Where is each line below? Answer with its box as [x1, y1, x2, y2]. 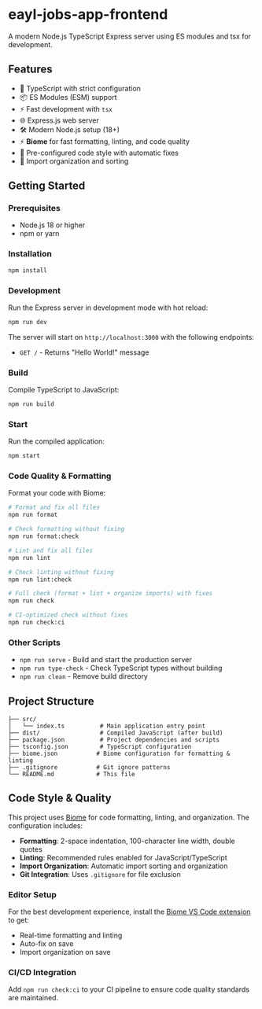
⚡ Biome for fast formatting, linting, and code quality [19, 136, 190, 146]
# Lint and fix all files [8, 547, 93, 554]
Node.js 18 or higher [19, 220, 86, 230]
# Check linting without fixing [8, 568, 114, 576]
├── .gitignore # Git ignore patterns [8, 764, 171, 771]
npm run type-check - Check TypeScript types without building [19, 663, 223, 673]
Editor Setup [8, 889, 57, 900]
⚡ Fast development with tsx [19, 104, 113, 113]
